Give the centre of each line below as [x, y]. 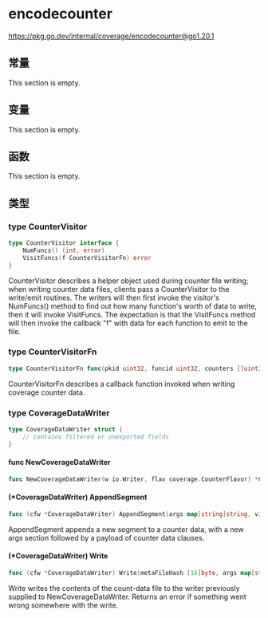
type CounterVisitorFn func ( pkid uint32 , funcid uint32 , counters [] [126, 368]
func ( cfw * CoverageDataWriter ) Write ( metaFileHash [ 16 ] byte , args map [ [132, 573]
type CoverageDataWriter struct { [66, 430]
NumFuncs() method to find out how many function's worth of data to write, [133, 306]
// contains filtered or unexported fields [96, 437]
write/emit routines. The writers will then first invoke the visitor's [114, 297]
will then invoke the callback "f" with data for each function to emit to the [128, 323]
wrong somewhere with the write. [63, 605]
